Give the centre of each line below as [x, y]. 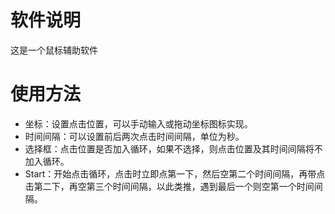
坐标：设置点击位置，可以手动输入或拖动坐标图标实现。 [138, 123]
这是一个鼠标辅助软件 [54, 50]
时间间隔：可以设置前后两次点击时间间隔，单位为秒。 [134, 136]
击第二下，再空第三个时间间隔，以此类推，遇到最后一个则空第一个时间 [169, 186]
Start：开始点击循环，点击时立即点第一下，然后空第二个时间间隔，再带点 [175, 173]
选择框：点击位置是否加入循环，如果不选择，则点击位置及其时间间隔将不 [173, 148]
